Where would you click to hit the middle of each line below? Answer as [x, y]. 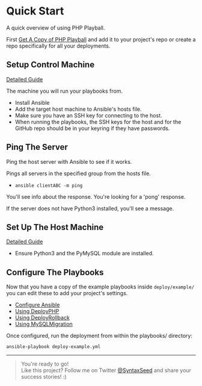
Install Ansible [32, 102]
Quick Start [35, 11]
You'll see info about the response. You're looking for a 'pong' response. [96, 196]
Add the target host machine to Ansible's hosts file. [78, 109]
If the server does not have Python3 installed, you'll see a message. [90, 208]
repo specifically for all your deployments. [58, 46]
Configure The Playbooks [55, 272]
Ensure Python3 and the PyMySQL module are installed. [84, 254]
